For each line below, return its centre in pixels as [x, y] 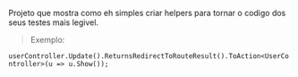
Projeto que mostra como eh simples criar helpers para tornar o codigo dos [147, 13]
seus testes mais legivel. [54, 22]
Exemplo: [47, 40]
